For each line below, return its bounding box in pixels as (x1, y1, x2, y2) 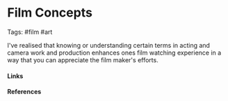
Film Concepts (7, 5, 92, 21)
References (7, 88, 42, 96)
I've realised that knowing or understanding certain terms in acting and (7, 41, 211, 49)
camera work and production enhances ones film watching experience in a (7, 48, 222, 57)
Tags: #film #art (7, 28, 53, 36)
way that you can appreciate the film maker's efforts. (7, 55, 158, 64)
